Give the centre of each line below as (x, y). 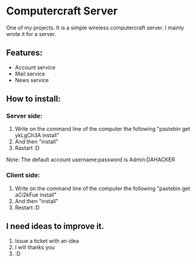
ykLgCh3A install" (37, 135)
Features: (24, 53)
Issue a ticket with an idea (47, 240)
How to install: (33, 99)
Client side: (23, 175)
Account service (35, 67)
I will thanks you (35, 247)
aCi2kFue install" (36, 195)
